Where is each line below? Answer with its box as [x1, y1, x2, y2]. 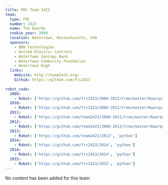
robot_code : [5, 86, 30, 92]
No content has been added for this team [5, 175, 90, 181]
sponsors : [9, 40, 30, 45]
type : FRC [9, 17, 30, 22]
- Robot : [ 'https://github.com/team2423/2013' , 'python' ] [14, 133, 137, 138]
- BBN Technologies [14, 45, 55, 50]
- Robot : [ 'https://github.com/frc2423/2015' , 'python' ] [14, 161, 135, 166]
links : [9, 68, 23, 73]
